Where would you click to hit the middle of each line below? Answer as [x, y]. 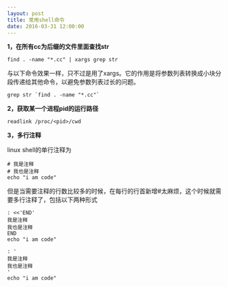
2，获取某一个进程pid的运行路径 [53, 109]
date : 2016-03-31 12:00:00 [46, 26]
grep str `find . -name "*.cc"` [53, 95]
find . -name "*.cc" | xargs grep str [62, 60]
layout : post [26, 13]
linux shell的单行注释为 [39, 150]
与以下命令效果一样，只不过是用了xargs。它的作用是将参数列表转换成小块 [111, 74]
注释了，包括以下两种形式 [61, 200]
